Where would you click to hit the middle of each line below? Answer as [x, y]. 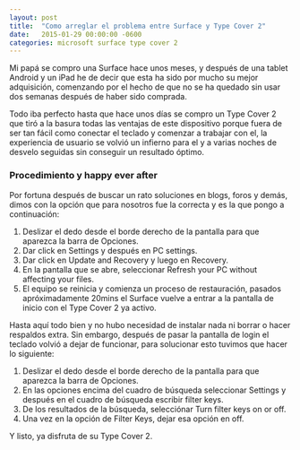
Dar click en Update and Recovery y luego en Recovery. [125, 260]
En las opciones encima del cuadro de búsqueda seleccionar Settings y [154, 390]
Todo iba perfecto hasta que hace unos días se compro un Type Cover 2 [143, 114]
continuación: [34, 214]
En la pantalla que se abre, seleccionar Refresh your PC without [140, 269]
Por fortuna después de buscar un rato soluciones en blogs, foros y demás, [149, 195]
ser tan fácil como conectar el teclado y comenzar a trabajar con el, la [138, 133]
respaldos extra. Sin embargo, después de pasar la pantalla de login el [139, 334]
